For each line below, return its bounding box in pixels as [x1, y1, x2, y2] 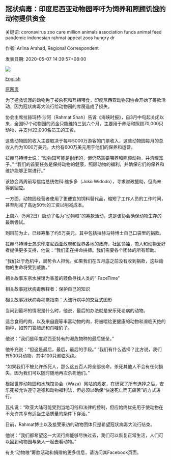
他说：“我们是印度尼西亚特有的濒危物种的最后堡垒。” [5, 335, 115, 341]
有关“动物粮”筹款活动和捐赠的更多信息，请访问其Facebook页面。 [5, 449, 141, 455]
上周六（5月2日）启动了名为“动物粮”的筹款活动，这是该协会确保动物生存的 [5, 213, 162, 219]
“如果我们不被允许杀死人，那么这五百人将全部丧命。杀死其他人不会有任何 [5, 363, 159, 369]
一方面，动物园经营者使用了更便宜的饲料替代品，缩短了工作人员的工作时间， [5, 195, 166, 202]
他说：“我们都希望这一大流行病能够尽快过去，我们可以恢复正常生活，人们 [5, 432, 159, 438]
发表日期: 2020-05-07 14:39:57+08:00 [5, 55, 87, 62]
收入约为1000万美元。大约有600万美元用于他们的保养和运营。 [5, 144, 136, 150]
